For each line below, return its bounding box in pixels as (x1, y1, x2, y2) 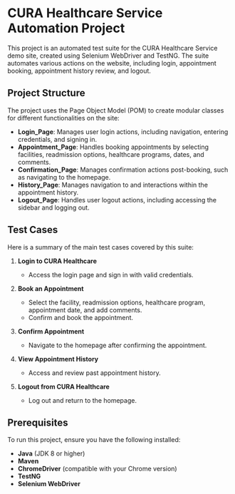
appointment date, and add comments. (28, 305, 142, 314)
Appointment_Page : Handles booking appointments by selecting (17, 143, 209, 151)
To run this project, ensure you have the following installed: (7, 436, 181, 444)
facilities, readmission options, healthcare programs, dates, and (17, 150, 204, 158)
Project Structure (7, 87, 85, 99)
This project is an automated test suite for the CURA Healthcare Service (7, 43, 219, 52)
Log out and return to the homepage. (28, 396, 137, 404)
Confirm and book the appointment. (28, 313, 134, 321)
